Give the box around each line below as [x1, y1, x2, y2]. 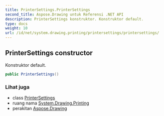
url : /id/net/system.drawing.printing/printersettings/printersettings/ [5, 30, 160, 35]
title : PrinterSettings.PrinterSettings [5, 7, 91, 12]
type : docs [5, 21, 28, 26]
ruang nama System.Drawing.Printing [12, 100, 90, 106]
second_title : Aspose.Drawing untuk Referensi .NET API [5, 12, 124, 17]
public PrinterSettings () [5, 72, 59, 77]
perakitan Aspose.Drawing [12, 105, 67, 111]
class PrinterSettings [12, 95, 55, 101]
